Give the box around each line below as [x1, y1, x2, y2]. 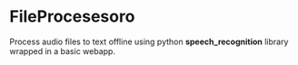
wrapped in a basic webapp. [9, 45, 116, 56]
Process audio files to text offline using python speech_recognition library [9, 36, 289, 47]
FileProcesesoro [9, 6, 135, 27]
